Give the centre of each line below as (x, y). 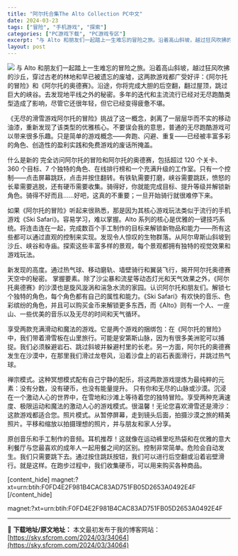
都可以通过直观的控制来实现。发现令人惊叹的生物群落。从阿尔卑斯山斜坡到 (122, 237)
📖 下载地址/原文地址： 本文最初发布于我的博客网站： (84, 529)
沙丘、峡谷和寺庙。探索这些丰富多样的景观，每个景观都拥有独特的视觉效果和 (119, 246)
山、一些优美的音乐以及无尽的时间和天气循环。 (75, 314)
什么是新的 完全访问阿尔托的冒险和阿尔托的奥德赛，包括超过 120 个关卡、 (114, 160)
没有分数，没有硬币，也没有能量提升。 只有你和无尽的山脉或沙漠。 (117, 388)
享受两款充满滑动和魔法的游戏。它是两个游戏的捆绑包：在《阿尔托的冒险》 (116, 329)
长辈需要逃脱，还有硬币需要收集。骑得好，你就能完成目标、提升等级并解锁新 (119, 186)
